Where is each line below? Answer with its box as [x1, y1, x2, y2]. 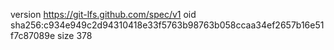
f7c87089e [10, 30, 56, 41]
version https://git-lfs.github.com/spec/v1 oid [10, 9, 197, 20]
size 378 [57, 30, 93, 41]
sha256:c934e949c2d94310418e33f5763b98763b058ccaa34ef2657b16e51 [10, 19, 325, 31]
